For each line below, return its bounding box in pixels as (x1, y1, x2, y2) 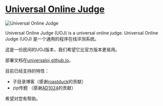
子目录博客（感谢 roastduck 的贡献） (12, 78, 86, 84)
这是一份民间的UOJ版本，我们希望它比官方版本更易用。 (5, 46, 120, 52)
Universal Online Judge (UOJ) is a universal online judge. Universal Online (5, 30, 158, 36)
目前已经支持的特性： (5, 68, 49, 74)
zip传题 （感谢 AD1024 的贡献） (12, 84, 76, 91)
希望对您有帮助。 (5, 95, 41, 101)
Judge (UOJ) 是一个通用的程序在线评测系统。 (5, 36, 99, 42)
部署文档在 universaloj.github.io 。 (5, 57, 74, 63)
